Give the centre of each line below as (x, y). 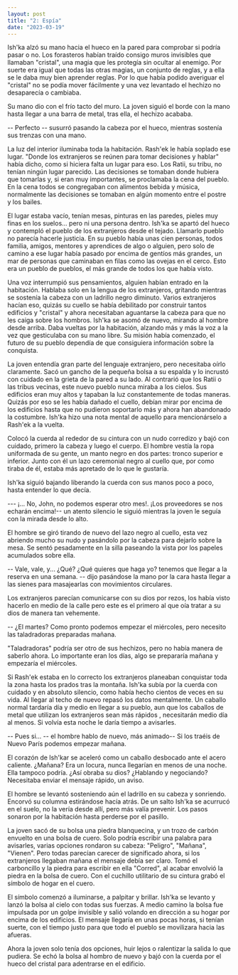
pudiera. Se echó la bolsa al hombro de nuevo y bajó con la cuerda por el (114, 957)
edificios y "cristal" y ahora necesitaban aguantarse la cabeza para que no (117, 313)
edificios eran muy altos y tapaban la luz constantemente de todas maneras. (119, 395)
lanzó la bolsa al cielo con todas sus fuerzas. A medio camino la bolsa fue (115, 905)
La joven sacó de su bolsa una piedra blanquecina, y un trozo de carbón (113, 831)
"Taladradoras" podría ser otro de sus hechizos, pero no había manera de (115, 649)
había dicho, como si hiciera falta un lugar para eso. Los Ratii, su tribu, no (115, 164)
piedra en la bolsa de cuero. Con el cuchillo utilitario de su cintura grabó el (116, 876)
